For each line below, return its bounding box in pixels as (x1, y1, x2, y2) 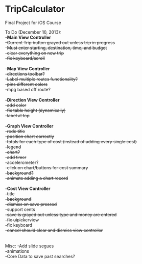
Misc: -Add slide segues (5, 243, 54, 249)
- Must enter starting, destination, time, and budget (5, 45, 107, 51)
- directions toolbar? (5, 71, 45, 77)
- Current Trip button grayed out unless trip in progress (5, 39, 115, 45)
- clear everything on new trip (5, 50, 64, 56)
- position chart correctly (5, 133, 54, 139)
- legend (5, 144, 21, 150)
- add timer (5, 154, 27, 160)
